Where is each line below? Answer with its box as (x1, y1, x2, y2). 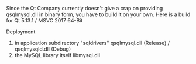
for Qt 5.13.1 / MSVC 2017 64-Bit (6, 17, 83, 24)
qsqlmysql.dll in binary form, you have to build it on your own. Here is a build (6, 11, 191, 18)
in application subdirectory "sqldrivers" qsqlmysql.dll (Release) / (14, 40, 170, 46)
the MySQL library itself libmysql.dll (14, 52, 101, 58)
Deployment (6, 28, 36, 35)
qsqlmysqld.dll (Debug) (14, 46, 71, 52)
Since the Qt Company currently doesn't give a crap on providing (6, 5, 163, 12)
